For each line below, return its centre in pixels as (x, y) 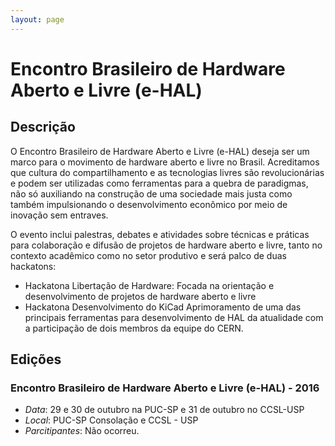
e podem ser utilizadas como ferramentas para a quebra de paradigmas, (159, 183)
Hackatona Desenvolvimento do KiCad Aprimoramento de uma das (163, 307)
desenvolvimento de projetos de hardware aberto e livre (140, 296)
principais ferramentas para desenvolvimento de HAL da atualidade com (174, 317)
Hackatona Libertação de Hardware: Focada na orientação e (149, 285)
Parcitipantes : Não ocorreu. (82, 431)
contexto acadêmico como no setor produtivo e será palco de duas (148, 255)
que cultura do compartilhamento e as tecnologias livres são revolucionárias (167, 172)
